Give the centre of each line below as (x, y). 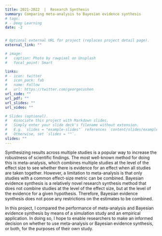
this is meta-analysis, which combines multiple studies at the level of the (77, 162)
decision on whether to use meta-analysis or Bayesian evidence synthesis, (79, 223)
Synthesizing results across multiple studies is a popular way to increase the (81, 152)
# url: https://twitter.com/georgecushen (49, 89)
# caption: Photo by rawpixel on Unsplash (50, 58)
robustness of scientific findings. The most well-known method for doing (77, 157)
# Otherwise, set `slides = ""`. (41, 134)
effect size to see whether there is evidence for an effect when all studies (78, 168)
